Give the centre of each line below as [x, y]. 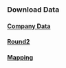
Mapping [20, 57]
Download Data [33, 10]
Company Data [29, 26]
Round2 [19, 42]
